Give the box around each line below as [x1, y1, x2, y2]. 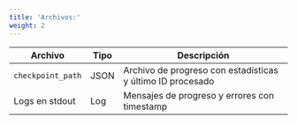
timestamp [123, 100, 168, 113]
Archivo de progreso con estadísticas [123, 63, 278, 76]
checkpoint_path [13, 70, 82, 80]
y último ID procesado [123, 75, 215, 87]
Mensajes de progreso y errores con [123, 89, 275, 101]
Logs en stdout [13, 94, 76, 106]
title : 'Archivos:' [9, 12, 81, 22]
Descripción [177, 49, 230, 62]
